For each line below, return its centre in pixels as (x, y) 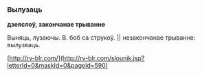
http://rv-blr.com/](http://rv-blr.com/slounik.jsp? (77, 58)
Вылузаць (25, 10)
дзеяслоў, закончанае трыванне (56, 25)
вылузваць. (24, 45)
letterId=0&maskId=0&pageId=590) (58, 66)
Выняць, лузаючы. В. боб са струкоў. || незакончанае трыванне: (101, 38)
